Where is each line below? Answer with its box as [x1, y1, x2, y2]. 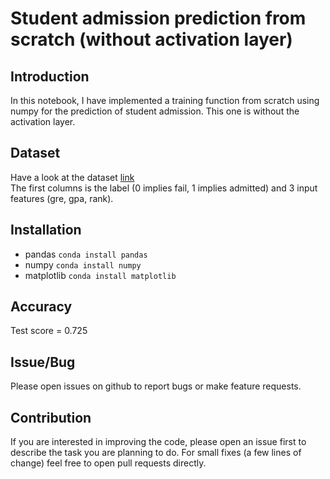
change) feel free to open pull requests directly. [10, 457, 207, 469]
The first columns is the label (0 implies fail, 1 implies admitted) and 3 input [10, 182, 318, 194]
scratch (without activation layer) [10, 28, 293, 51]
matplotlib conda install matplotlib [24, 269, 177, 281]
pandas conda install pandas [24, 248, 148, 260]
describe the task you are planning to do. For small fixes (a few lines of [10, 447, 302, 459]
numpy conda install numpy [24, 258, 142, 271]
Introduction [10, 68, 90, 85]
